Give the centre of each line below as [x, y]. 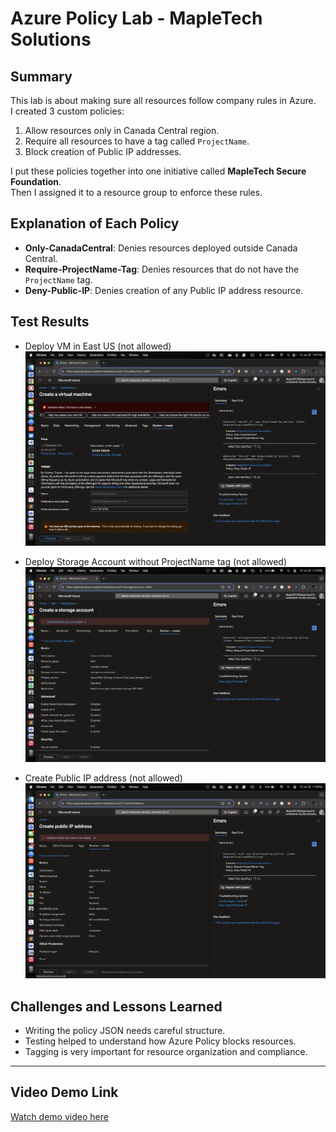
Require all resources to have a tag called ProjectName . [137, 141]
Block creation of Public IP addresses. [103, 151]
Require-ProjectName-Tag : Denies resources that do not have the [162, 269]
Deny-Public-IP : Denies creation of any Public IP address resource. [164, 290]
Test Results [50, 322]
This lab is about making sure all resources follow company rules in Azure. [163, 100]
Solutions [51, 39]
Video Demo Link [64, 1092]
